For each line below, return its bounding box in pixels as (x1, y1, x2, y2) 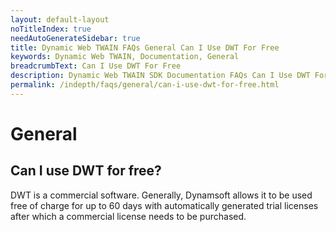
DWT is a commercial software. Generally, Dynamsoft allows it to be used (10, 189, 313, 201)
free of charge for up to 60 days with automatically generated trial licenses (10, 199, 319, 211)
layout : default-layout (10, 14, 110, 25)
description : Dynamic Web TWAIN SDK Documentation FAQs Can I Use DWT (10, 71, 311, 81)
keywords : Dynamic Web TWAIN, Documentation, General (10, 52, 240, 62)
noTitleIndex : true (10, 24, 92, 34)
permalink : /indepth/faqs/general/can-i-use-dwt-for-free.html (10, 80, 280, 90)
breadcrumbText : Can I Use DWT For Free (10, 61, 182, 71)
